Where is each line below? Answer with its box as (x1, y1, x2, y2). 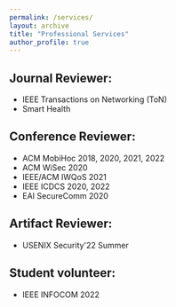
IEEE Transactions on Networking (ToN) (21, 94, 167, 105)
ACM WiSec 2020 (21, 161, 88, 173)
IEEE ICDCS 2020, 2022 (21, 181, 110, 192)
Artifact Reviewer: (9, 216, 113, 232)
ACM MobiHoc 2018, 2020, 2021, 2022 (21, 153, 165, 163)
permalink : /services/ (9, 12, 93, 22)
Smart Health (21, 104, 71, 114)
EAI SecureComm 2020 (21, 190, 109, 201)
